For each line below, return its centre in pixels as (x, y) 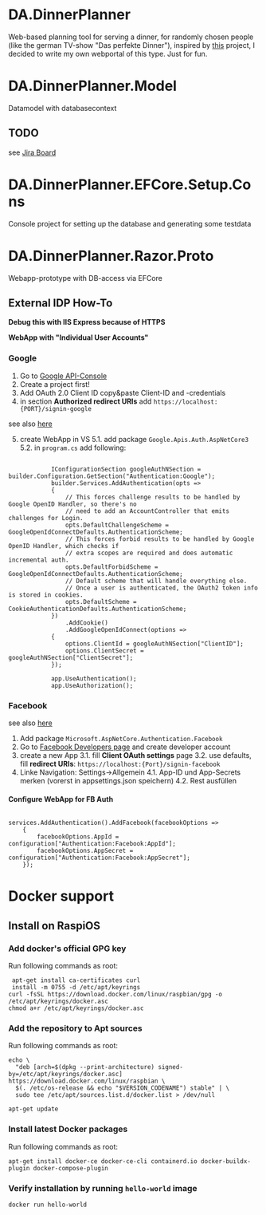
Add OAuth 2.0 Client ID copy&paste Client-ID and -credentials (123, 393)
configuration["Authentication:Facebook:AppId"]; (92, 844)
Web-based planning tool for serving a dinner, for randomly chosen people (131, 37)
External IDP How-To (61, 303)
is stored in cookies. (46, 595)
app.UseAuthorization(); (92, 685)
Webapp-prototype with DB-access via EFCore (86, 278)
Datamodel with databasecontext (63, 108)
